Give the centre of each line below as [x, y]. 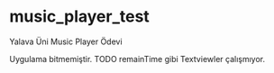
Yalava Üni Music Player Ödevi [66, 41]
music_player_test [80, 17]
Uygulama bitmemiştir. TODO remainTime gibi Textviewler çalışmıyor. [137, 59]
